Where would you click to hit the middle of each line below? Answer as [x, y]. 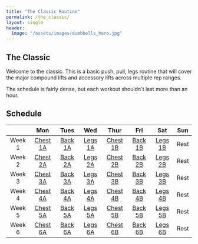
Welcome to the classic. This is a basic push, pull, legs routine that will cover [99, 71]
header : [16, 28]
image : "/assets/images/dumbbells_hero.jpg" [67, 34]
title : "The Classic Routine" [43, 11]
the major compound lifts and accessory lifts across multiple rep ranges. [94, 78]
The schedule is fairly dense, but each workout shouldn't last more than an [97, 89]
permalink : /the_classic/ [38, 17]
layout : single [25, 22]
